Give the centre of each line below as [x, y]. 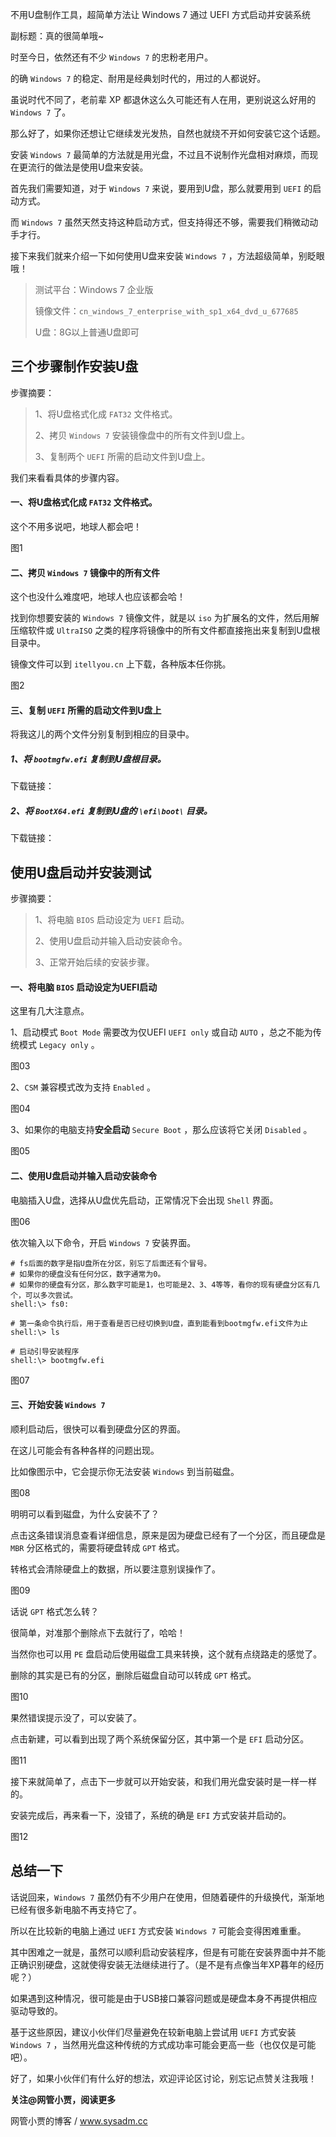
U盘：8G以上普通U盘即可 [87, 332]
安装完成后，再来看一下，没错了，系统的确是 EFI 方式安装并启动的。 [151, 1815]
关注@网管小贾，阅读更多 [63, 2099]
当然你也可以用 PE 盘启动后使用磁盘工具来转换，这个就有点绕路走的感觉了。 [166, 1654]
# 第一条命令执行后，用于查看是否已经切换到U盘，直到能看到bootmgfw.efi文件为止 [159, 1323]
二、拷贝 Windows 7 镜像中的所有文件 [85, 572]
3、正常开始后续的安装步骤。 [94, 962]
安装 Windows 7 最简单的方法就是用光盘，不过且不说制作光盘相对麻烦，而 [160, 154]
